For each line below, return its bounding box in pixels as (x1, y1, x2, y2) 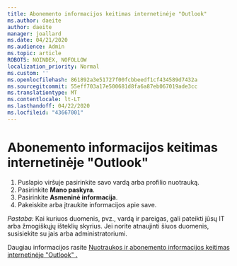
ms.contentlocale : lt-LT (7, 96, 81, 103)
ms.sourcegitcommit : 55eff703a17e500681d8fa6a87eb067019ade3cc (7, 83, 198, 90)
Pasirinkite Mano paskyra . (17, 185, 96, 194)
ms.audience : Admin (7, 43, 65, 50)
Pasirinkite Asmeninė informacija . (17, 192, 118, 202)
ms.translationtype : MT (7, 89, 78, 96)
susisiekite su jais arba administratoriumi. (7, 229, 127, 238)
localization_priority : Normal (7, 63, 100, 70)
